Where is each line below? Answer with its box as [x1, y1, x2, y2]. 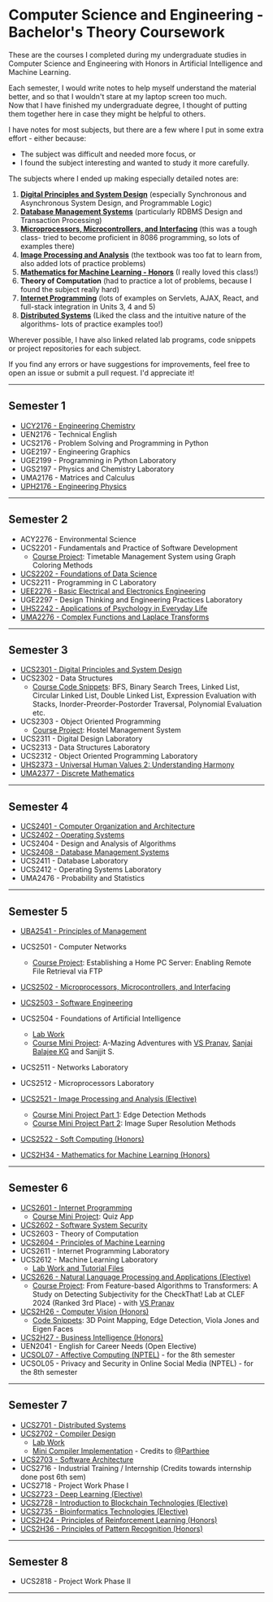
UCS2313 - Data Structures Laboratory [19, 742, 150, 752]
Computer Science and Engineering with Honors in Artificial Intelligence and [8, 59, 263, 68]
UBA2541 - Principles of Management [19, 926, 147, 935]
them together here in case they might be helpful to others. [8, 108, 206, 119]
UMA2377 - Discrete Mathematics [19, 768, 135, 778]
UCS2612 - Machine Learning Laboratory [19, 1254, 158, 1264]
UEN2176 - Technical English [19, 429, 118, 439]
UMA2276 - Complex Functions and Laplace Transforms [19, 612, 210, 622]
